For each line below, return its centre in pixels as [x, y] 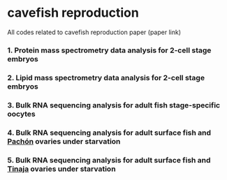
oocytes [22, 114]
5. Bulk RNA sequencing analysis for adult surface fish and [109, 160]
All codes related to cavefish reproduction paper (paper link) [94, 32]
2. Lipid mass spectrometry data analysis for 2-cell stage [106, 77]
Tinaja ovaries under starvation [62, 169]
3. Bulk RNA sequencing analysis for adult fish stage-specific [114, 105]
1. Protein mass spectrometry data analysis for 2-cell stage [109, 50]
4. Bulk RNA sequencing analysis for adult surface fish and [109, 133]
